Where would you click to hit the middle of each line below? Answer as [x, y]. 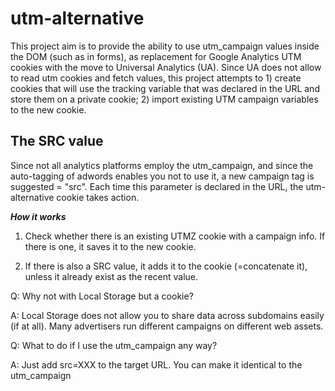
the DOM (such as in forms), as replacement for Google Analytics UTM [156, 56]
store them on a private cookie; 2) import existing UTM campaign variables [164, 99]
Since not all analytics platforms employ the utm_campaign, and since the [162, 165]
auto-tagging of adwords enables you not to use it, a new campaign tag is [162, 176]
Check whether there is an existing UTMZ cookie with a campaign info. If [175, 236]
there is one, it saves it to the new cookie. [110, 246]
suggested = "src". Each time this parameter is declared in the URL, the [157, 186]
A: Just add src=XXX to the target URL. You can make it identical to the [156, 364]
